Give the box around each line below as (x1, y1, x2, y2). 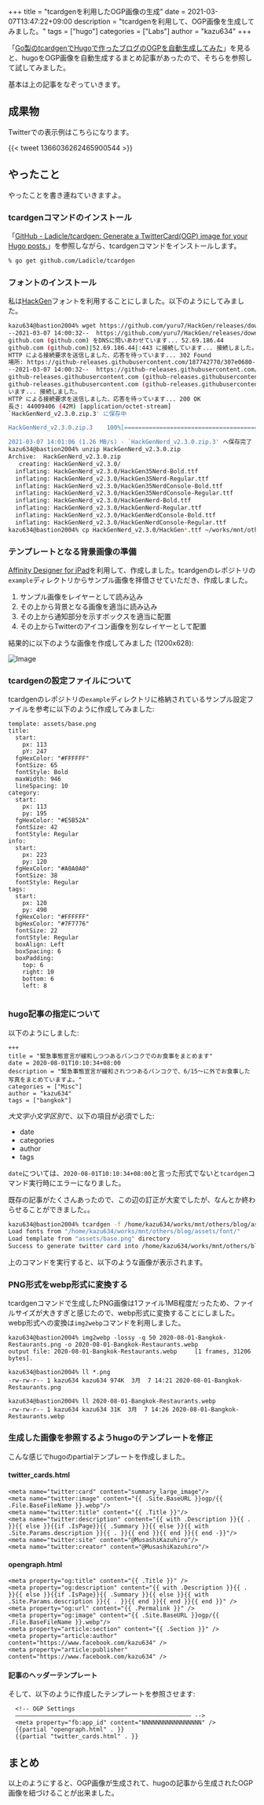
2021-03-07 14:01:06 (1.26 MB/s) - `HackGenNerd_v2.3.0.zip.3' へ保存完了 (8, 438, 253, 447)
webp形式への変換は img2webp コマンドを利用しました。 (8, 1318, 185, 1328)
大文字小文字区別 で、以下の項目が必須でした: (8, 1111, 155, 1121)
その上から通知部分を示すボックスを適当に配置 (19, 612, 171, 621)
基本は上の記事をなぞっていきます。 (8, 80, 124, 89)
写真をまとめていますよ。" (8, 1076, 82, 1084)
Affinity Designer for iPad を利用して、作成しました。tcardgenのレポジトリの (8, 565, 256, 575)
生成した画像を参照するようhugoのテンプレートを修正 (8, 1433, 214, 1444)
